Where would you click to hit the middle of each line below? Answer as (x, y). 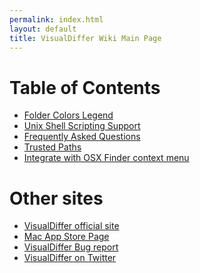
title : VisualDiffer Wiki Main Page (85, 38)
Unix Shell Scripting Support (82, 126)
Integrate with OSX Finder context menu (106, 158)
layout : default (43, 29)
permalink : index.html (56, 19)
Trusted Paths (52, 147)
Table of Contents (85, 87)
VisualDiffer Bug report (71, 247)
